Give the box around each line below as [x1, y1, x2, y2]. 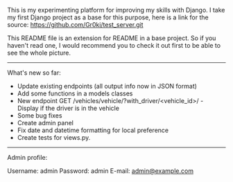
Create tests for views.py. [17, 134, 91, 141]
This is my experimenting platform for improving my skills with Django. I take [7, 6, 225, 14]
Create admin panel [17, 119, 74, 127]
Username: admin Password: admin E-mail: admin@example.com [7, 167, 194, 175]
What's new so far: [7, 69, 61, 77]
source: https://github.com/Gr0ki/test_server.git [7, 21, 144, 28]
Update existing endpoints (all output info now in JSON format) [17, 82, 198, 90]
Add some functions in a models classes [17, 89, 133, 98]
